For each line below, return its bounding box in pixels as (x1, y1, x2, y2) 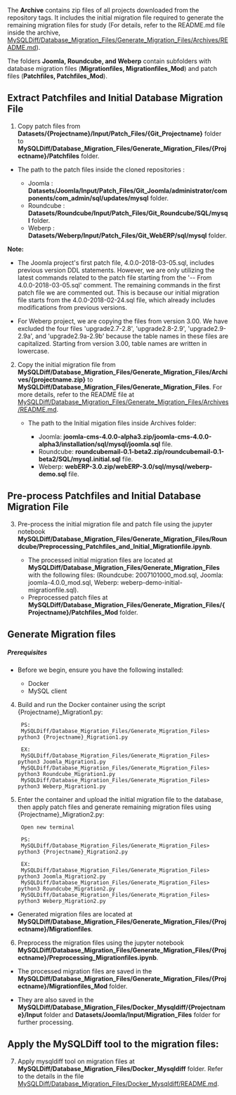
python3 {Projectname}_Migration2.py (17, 848, 129, 855)
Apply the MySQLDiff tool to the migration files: (7, 1038, 219, 1050)
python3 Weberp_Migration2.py (17, 898, 107, 905)
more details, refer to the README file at (17, 390, 135, 399)
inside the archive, (7, 28, 61, 37)
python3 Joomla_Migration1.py (17, 758, 107, 765)
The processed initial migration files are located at (27, 555, 173, 564)
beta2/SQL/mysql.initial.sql (38, 455, 121, 463)
